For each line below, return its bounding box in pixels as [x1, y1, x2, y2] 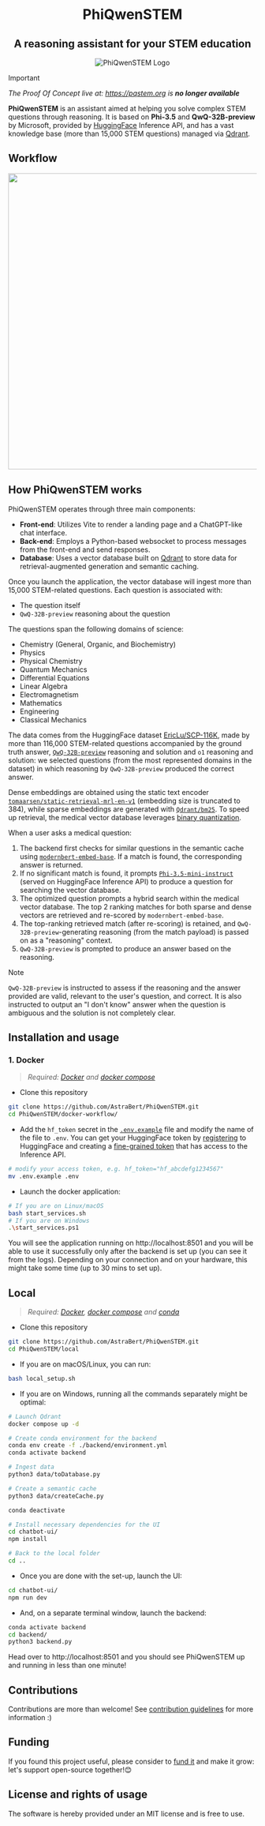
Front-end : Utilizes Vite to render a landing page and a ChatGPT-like [19, 519, 243, 529]
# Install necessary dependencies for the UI [8, 1520, 160, 1528]
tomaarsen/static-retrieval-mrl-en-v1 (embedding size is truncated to [8, 796, 241, 805]
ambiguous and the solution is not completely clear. [8, 1008, 176, 1018]
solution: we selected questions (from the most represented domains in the [8, 756, 252, 765]
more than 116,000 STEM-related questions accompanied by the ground [8, 738, 242, 748]
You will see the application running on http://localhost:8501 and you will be [8, 1238, 254, 1248]
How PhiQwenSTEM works [8, 483, 143, 497]
